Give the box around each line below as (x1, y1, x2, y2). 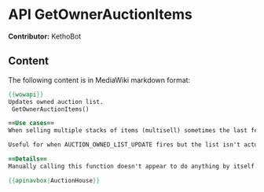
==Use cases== (8, 120, 55, 127)
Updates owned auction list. (8, 98, 104, 105)
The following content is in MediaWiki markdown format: (8, 75, 191, 84)
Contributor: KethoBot (8, 31, 82, 41)
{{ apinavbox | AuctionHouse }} (8, 176, 101, 184)
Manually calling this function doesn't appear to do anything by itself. (8, 162, 258, 170)
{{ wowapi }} (8, 90, 44, 98)
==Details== (8, 155, 47, 163)
